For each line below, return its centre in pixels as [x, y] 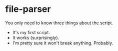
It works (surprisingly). [36, 38]
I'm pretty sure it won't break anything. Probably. [63, 43]
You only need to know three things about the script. [59, 23]
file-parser [28, 9]
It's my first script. [31, 32]
